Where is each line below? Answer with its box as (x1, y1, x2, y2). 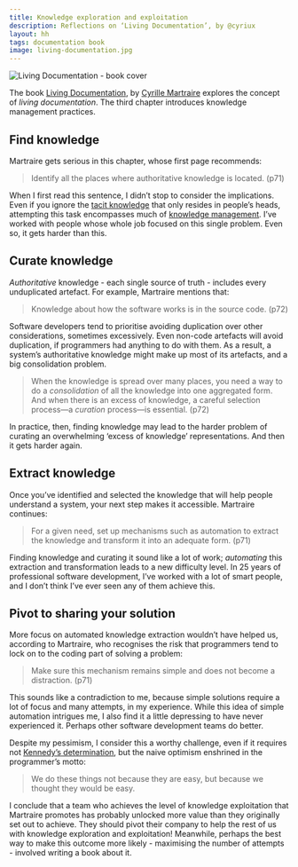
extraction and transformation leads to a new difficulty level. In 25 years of (9, 561, 281, 572)
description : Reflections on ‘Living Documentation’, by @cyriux (9, 21, 255, 30)
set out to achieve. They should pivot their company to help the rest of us (9, 819, 277, 830)
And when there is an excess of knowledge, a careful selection (30, 394, 261, 405)
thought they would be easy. (30, 783, 136, 794)
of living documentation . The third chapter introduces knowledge (9, 97, 247, 107)
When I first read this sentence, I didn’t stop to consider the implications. (9, 190, 275, 201)
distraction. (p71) (30, 675, 93, 686)
